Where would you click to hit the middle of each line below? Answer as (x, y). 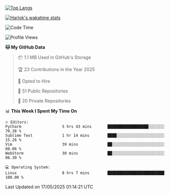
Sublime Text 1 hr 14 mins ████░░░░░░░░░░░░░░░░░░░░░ (85, 136)
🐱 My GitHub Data (25, 47)
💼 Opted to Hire (34, 81)
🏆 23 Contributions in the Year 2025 (56, 69)
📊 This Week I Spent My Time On (41, 111)
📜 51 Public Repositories (43, 91)
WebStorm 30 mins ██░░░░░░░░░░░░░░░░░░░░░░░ (85, 153)
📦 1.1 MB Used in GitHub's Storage (54, 57)
